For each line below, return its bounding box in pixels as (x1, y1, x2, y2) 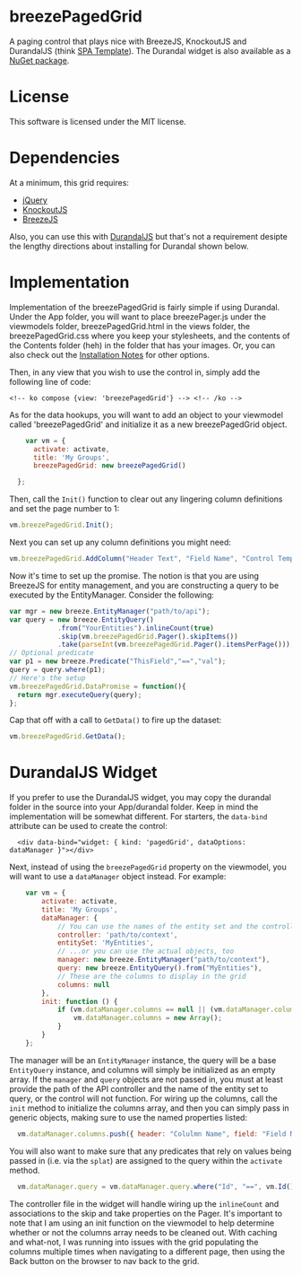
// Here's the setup (9, 673, 87, 683)
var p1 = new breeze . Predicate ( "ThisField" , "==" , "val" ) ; (9, 657, 227, 666)
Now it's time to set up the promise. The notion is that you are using (9, 570, 260, 581)
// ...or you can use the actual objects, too (56, 947, 235, 956)
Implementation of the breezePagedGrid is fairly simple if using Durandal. (9, 301, 280, 312)
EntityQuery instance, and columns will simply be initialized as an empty (9, 1064, 276, 1075)
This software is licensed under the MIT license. (9, 116, 186, 127)
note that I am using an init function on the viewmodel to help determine (9, 1218, 275, 1228)
